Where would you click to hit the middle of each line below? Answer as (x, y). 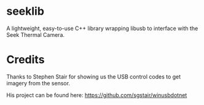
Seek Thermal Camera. (36, 34)
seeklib (25, 11)
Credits (25, 60)
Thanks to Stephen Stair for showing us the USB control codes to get (94, 76)
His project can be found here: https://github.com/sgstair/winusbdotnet (97, 95)
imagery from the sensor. (38, 83)
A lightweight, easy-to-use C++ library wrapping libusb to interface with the (102, 28)
